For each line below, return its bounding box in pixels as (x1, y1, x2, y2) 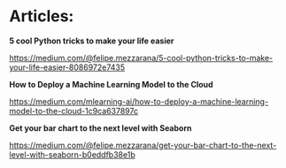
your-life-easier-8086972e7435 (9, 62, 126, 73)
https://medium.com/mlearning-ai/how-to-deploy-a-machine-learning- (9, 95, 268, 107)
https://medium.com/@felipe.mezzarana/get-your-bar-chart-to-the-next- (9, 140, 277, 150)
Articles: (9, 6, 74, 27)
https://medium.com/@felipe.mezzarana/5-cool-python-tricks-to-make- (9, 52, 274, 63)
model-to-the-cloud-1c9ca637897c (9, 105, 139, 116)
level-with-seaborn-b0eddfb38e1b (9, 149, 135, 160)
